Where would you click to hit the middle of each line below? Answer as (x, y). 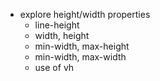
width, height (62, 35)
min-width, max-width (80, 57)
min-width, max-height (82, 46)
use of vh (54, 67)
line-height (57, 25)
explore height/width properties (85, 14)
